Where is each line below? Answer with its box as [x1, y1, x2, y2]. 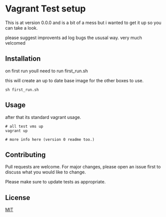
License [5, 193, 30, 202]
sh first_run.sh [5, 87, 39, 92]
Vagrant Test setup [5, 3, 86, 15]
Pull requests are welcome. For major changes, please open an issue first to [5, 164, 161, 170]
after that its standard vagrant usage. [5, 114, 81, 120]
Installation [5, 55, 41, 63]
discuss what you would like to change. [5, 169, 86, 175]
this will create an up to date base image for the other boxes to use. [5, 77, 144, 83]
